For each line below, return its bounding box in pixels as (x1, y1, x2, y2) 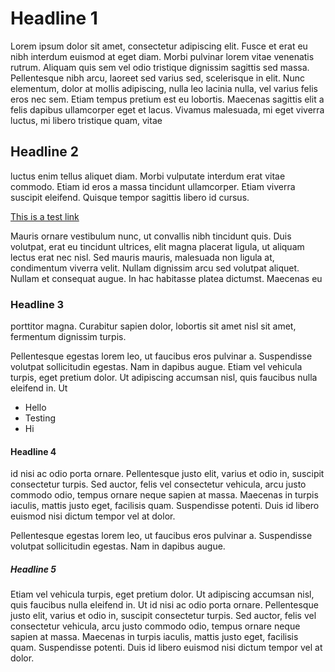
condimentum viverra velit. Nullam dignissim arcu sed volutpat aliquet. (10, 262, 300, 274)
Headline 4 (10, 445, 57, 457)
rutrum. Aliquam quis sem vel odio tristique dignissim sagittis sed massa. (10, 61, 310, 73)
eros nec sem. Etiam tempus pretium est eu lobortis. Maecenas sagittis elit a (10, 93, 325, 105)
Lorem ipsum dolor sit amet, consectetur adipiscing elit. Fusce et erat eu (10, 40, 308, 52)
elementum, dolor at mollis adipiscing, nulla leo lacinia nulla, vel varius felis (10, 82, 318, 94)
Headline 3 (10, 297, 65, 311)
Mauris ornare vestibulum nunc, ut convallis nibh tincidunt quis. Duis (10, 230, 292, 242)
